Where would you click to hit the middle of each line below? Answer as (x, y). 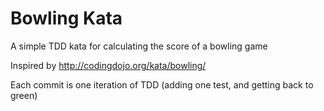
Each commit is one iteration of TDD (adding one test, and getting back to (162, 84)
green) (24, 95)
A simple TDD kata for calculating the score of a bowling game (139, 46)
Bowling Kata (66, 18)
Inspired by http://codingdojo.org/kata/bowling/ (108, 65)
